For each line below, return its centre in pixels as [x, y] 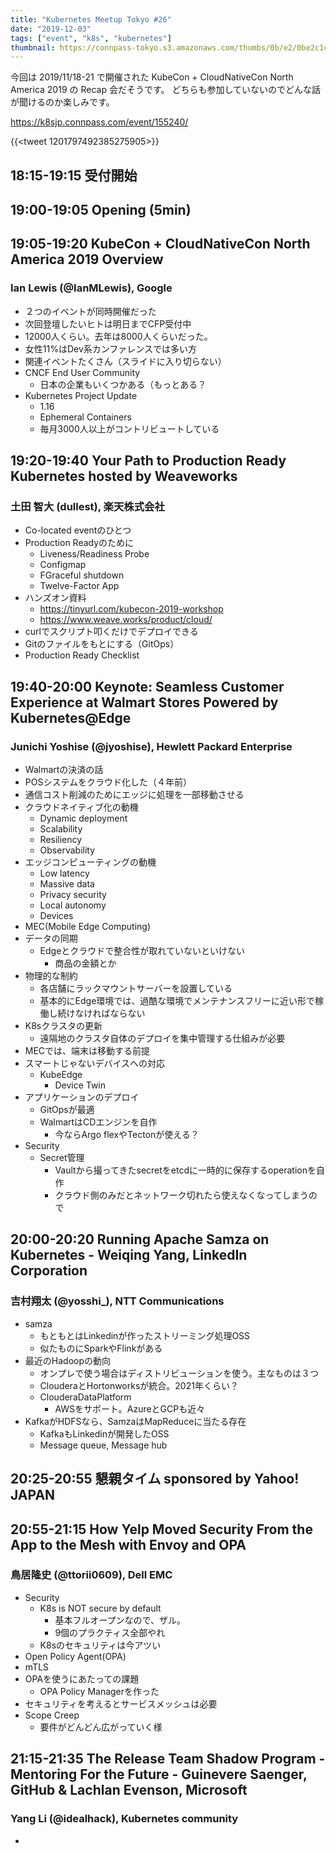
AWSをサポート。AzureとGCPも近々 [130, 1408]
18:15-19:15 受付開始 [74, 175]
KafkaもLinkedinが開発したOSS [104, 1433]
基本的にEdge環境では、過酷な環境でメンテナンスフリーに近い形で [177, 1001]
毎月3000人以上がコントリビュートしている [129, 428]
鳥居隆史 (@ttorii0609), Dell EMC [91, 1575]
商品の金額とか [85, 963]
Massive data [67, 884]
